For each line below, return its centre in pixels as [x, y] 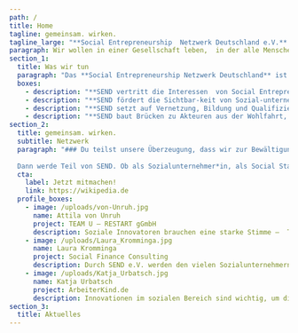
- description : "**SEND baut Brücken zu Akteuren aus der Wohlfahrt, [157, 116]
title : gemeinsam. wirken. [67, 133]
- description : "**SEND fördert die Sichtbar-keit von [129, 100]
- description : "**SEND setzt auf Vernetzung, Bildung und [137, 108]
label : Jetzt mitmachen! [71, 183]
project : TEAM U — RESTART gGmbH [94, 224]
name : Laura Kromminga [74, 249]
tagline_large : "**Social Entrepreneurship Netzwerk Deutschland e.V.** [149, 42]
